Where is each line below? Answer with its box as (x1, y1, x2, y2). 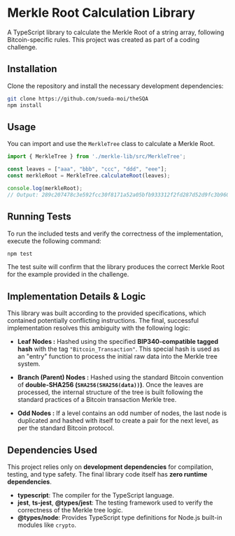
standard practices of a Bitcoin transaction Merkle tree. (17, 396, 177, 404)
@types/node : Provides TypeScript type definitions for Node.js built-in (17, 514, 222, 521)
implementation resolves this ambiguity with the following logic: (7, 324, 190, 333)
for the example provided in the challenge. (7, 270, 129, 279)
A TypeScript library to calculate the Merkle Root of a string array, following (7, 28, 225, 36)
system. (17, 360, 41, 368)
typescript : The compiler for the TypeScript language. (17, 491, 175, 499)
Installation (7, 63, 57, 75)
